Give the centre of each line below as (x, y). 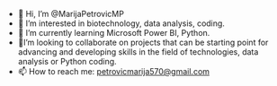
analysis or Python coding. (67, 61)
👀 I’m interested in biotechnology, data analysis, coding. (121, 23)
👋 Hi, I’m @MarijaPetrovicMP (71, 14)
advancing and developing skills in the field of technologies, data (138, 52)
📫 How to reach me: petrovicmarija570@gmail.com (113, 71)
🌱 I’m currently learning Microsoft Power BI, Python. (114, 33)
